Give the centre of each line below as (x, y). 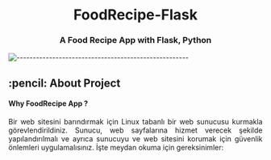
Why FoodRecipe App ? (48, 103)
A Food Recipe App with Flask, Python (135, 40)
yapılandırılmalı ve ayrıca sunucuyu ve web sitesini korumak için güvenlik (135, 139)
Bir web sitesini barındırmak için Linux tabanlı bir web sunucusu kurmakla (135, 122)
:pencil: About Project (65, 83)
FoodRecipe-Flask (135, 15)
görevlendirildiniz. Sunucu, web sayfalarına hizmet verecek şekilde (135, 130)
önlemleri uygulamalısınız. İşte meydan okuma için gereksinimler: (116, 148)
